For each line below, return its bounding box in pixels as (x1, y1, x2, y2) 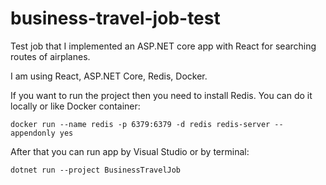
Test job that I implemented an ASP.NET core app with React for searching (10, 40, 317, 52)
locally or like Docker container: (10, 100, 141, 112)
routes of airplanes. (10, 50, 91, 62)
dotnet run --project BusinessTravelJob (10, 165, 182, 175)
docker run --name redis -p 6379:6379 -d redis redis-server (10, 119, 271, 129)
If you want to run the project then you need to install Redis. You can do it (10, 89, 313, 101)
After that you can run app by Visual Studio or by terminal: (10, 145, 250, 157)
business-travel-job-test (10, 7, 221, 30)
